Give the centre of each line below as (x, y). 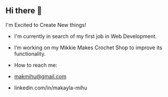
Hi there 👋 (24, 11)
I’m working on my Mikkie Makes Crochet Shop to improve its (88, 47)
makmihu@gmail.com (40, 76)
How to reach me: (36, 65)
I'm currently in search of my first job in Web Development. (85, 36)
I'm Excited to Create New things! (46, 25)
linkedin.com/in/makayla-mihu (51, 88)
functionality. (30, 54)
